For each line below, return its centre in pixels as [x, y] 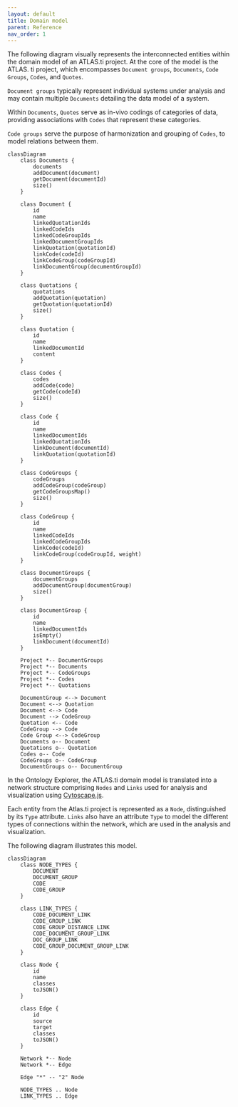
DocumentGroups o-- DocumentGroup [71, 767]
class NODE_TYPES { [49, 865]
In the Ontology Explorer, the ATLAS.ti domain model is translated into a [112, 780]
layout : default [31, 14]
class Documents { [47, 161]
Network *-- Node [46, 1059]
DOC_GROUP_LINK [56, 940]
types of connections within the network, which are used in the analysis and [119, 824]
